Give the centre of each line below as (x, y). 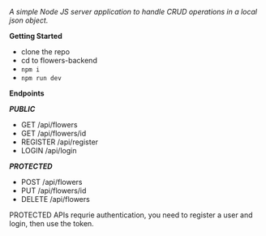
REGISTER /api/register (60, 142)
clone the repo (45, 51)
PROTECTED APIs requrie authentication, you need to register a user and (131, 215)
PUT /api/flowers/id (54, 191)
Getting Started (36, 36)
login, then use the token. (51, 223)
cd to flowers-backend (59, 60)
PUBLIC (22, 109)
